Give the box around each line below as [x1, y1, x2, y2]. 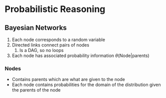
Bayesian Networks [4, 23, 67, 32]
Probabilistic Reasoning [4, 3, 105, 15]
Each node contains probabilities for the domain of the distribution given [11, 81, 161, 88]
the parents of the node [11, 87, 61, 93]
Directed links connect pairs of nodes [11, 42, 89, 48]
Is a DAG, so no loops [19, 47, 64, 53]
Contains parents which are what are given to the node [11, 76, 125, 82]
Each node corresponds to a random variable [11, 36, 105, 42]
